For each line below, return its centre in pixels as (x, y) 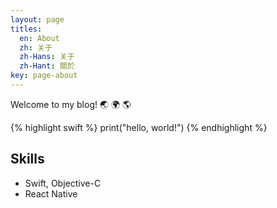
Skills (27, 159)
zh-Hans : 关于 (47, 57)
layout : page (37, 19)
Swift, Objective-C (63, 183)
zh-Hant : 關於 (47, 66)
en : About (39, 38)
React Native (51, 193)
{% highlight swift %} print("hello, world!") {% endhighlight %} (139, 127)
